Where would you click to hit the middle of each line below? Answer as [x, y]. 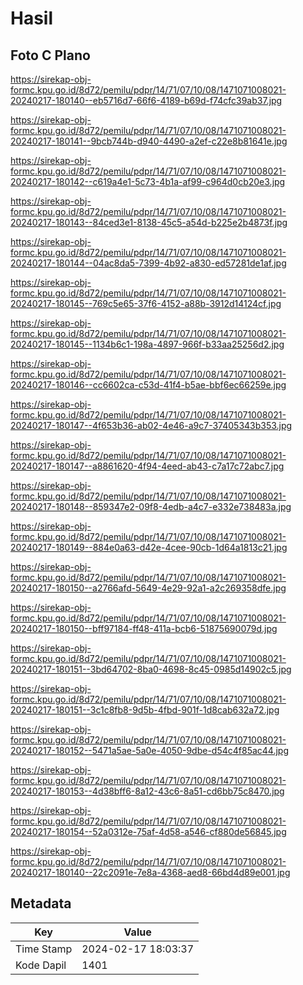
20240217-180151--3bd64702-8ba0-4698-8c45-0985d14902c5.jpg [151, 669]
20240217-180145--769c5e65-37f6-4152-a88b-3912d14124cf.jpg [146, 303]
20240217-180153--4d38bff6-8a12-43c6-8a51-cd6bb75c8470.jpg [147, 791]
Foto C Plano [50, 55]
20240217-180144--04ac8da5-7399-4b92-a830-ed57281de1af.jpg [148, 263]
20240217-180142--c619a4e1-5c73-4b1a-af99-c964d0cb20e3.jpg [148, 181]
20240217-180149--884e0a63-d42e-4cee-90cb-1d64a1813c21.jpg [149, 547]
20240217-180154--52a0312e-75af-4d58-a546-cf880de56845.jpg [148, 831]
